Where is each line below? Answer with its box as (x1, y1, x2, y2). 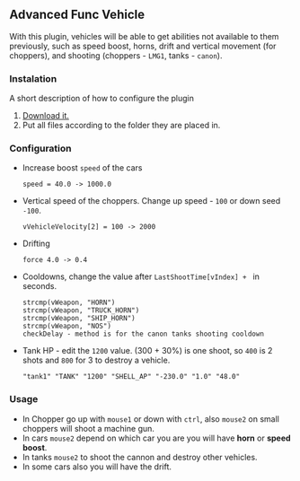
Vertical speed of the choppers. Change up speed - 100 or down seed (22, 196, 281, 206)
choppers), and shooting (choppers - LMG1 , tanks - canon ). (9, 49, 223, 61)
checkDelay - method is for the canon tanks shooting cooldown (22, 329, 265, 339)
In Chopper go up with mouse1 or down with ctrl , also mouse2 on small (22, 413, 280, 424)
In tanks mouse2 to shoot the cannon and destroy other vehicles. (22, 451, 258, 462)
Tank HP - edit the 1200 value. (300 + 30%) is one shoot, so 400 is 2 (22, 345, 273, 356)
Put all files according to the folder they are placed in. (22, 120, 221, 131)
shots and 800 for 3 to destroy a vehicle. (22, 354, 171, 366)
